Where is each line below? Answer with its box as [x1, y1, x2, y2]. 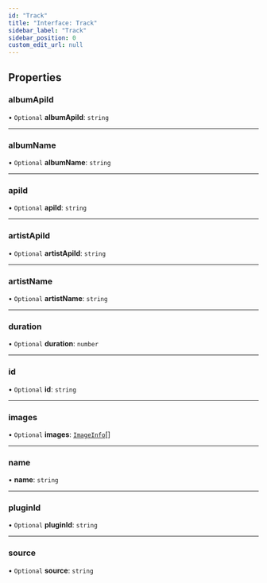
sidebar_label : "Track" [8, 26, 87, 34]
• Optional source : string [8, 566, 94, 575]
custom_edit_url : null [8, 41, 83, 49]
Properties [8, 71, 62, 84]
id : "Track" [8, 11, 48, 20]
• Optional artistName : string [8, 294, 108, 303]
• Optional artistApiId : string [8, 248, 106, 258]
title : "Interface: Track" [8, 19, 98, 27]
